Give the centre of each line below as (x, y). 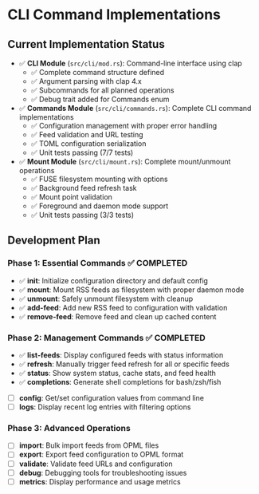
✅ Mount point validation (72, 197)
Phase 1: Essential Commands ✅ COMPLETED (98, 263)
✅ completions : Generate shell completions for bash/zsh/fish (120, 381)
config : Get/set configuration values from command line (112, 397)
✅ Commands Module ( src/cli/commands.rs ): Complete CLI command (135, 108)
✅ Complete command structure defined (98, 72)
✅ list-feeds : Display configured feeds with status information (121, 355)
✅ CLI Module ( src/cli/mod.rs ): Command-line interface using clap (130, 63)
